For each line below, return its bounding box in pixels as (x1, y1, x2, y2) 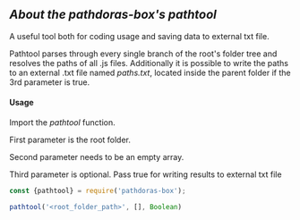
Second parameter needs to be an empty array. (9, 152, 184, 163)
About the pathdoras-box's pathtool (9, 7, 217, 22)
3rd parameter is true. (9, 76, 90, 88)
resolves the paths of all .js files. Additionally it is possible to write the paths (9, 57, 289, 68)
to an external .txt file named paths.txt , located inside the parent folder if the (9, 67, 291, 78)
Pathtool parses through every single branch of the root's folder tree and (9, 48, 278, 59)
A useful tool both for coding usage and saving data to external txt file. (9, 30, 270, 41)
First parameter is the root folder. (9, 134, 132, 146)
